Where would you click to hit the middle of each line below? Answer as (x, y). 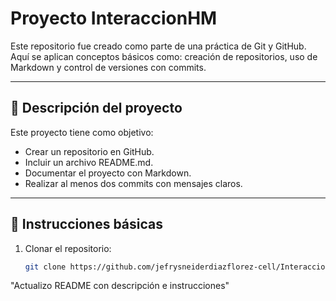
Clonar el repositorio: (68, 248)
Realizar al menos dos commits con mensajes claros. (133, 183)
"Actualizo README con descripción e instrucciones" (120, 286)
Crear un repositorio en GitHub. (89, 151)
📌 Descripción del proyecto (96, 108)
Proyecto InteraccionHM (114, 18)
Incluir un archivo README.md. (89, 162)
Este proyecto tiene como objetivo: (82, 132)
